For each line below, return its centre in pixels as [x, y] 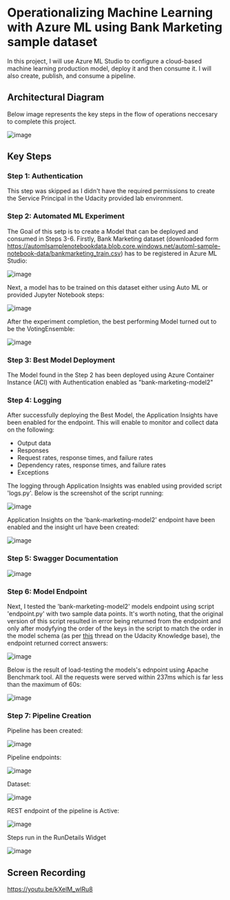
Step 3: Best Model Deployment [61, 360]
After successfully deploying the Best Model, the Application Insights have [113, 415]
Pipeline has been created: [45, 731]
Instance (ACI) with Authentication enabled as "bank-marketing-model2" [110, 382]
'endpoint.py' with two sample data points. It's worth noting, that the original [115, 613]
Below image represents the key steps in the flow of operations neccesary [113, 114]
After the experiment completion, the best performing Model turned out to [112, 321]
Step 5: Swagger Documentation [63, 559]
